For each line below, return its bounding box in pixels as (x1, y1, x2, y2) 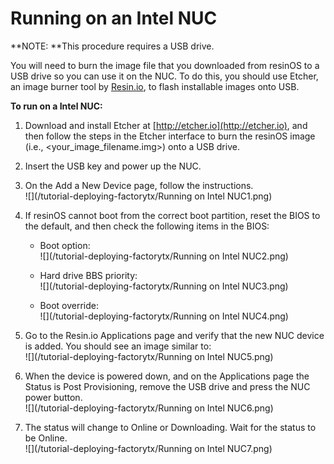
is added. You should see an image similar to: (24, 340, 212, 352)
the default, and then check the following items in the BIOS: (24, 220, 270, 232)
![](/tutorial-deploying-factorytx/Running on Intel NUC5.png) (24, 350, 274, 362)
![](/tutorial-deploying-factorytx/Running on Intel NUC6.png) (24, 402, 274, 414)
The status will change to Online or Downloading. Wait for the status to (24, 421, 317, 433)
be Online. (24, 432, 68, 444)
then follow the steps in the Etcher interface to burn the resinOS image (24, 130, 316, 142)
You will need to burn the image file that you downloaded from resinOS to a (10, 59, 320, 71)
